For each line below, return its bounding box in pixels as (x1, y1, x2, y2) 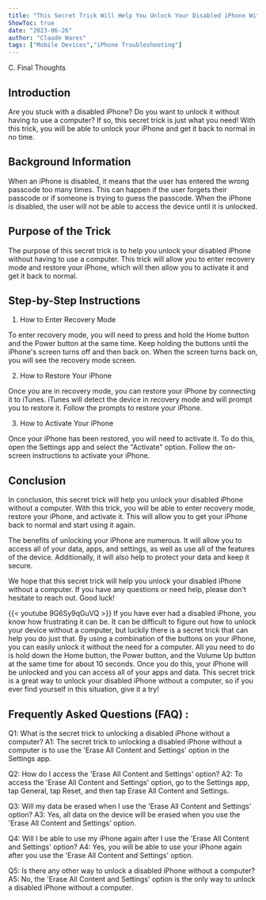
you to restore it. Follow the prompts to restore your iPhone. (8, 403, 203, 413)
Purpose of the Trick (8, 225, 111, 238)
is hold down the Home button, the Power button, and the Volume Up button (8, 651, 256, 660)
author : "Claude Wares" (8, 33, 87, 42)
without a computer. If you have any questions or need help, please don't (8, 585, 247, 594)
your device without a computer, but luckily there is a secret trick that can (8, 625, 249, 635)
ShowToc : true (8, 19, 55, 27)
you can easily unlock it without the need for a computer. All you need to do (8, 642, 255, 652)
